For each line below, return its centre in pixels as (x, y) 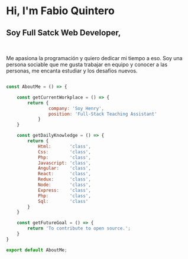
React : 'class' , (64, 174)
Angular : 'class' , (64, 168)
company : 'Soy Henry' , (76, 108)
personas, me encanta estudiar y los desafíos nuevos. (72, 71)
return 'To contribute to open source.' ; (79, 228)
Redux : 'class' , (64, 179)
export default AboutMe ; (37, 250)
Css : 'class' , (64, 152)
